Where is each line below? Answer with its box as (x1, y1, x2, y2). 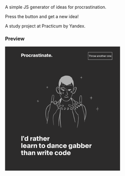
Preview (5, 35, 25, 42)
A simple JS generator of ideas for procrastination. (5, 4, 107, 10)
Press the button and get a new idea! (5, 14, 79, 19)
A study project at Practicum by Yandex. (5, 23, 86, 29)
